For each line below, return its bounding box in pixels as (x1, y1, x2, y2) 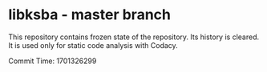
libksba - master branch (8, 6, 171, 24)
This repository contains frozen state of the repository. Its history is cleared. (8, 32, 259, 42)
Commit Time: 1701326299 (8, 56, 97, 66)
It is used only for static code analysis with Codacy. (8, 40, 178, 50)
